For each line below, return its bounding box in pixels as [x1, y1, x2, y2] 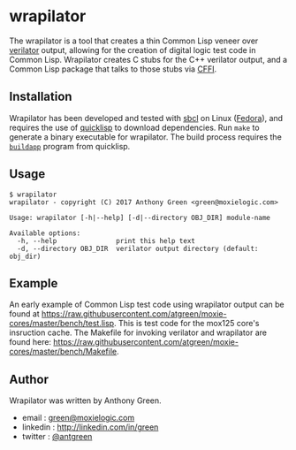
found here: [9, 337, 51, 347]
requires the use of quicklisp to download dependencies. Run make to [9, 122, 260, 133]
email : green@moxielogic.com [21, 413, 135, 423]
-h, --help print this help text [17, 236, 196, 245]
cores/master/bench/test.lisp [9, 318, 115, 329]
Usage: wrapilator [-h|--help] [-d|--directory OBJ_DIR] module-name [9, 213, 271, 222]
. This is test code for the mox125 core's [113, 318, 260, 329]
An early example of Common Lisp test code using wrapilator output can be [9, 299, 285, 310]
